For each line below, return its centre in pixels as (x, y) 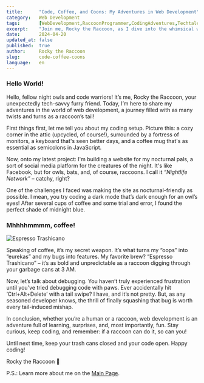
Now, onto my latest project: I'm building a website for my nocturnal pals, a (100, 159)
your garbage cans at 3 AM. (41, 270)
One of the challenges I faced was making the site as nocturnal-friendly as (100, 190)
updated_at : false (29, 40)
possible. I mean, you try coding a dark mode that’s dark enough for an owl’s (102, 196)
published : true (28, 46)
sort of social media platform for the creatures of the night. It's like (89, 165)
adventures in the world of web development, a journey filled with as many (100, 110)
